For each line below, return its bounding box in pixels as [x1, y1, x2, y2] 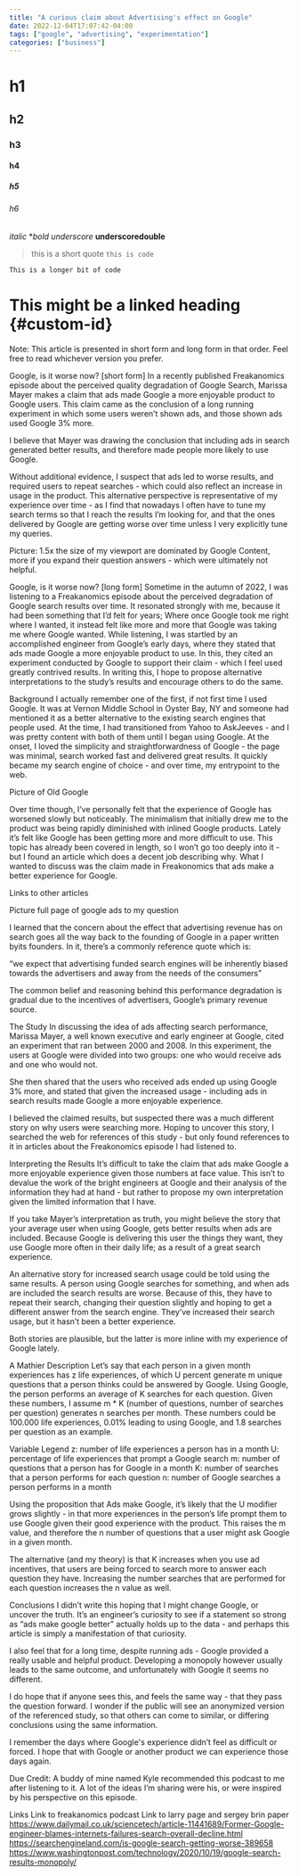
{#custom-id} [9, 314, 113, 334]
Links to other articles [9, 887, 89, 898]
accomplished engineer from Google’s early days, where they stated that [9, 638, 276, 649]
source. [9, 1004, 37, 1015]
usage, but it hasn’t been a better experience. [9, 1316, 176, 1327]
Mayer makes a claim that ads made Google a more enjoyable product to [9, 389, 276, 399]
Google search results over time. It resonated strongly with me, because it [9, 600, 280, 611]
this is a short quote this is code [30, 248, 154, 259]
